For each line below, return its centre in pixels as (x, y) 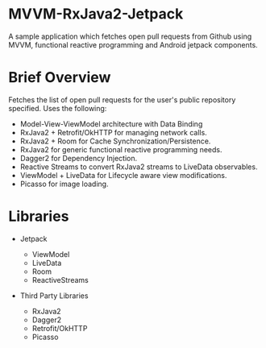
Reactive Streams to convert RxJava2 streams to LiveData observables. (139, 167)
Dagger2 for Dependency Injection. (79, 158)
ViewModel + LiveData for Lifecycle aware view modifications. (123, 175)
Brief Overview (60, 78)
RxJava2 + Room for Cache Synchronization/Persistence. (115, 141)
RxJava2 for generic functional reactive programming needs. (121, 149)
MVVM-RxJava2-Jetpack (96, 14)
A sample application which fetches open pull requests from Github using (130, 36)
